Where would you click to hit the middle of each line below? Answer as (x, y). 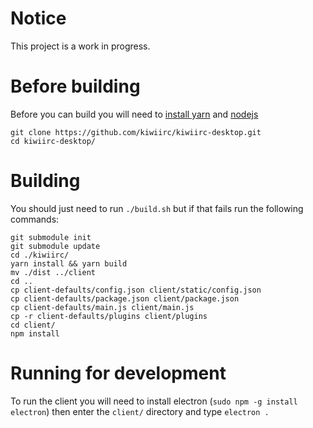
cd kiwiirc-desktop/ (53, 141)
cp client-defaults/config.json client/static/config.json (136, 290)
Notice (38, 18)
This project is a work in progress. (80, 46)
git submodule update (55, 246)
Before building (75, 86)
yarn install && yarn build (69, 263)
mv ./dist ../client (53, 272)
